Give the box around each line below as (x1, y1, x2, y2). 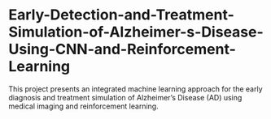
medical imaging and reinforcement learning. (8, 101, 159, 111)
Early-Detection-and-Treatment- (8, 6, 234, 24)
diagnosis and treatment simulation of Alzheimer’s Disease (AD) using (8, 92, 243, 102)
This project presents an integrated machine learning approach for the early (8, 83, 263, 94)
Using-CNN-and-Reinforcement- (8, 40, 236, 58)
